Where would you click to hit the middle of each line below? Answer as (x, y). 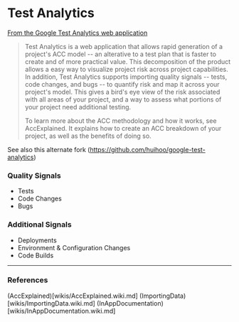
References (28, 280)
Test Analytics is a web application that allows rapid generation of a (123, 46)
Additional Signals (40, 225)
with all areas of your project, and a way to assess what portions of (123, 99)
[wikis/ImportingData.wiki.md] (52, 303)
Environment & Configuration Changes (74, 247)
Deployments (37, 240)
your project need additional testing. (78, 107)
